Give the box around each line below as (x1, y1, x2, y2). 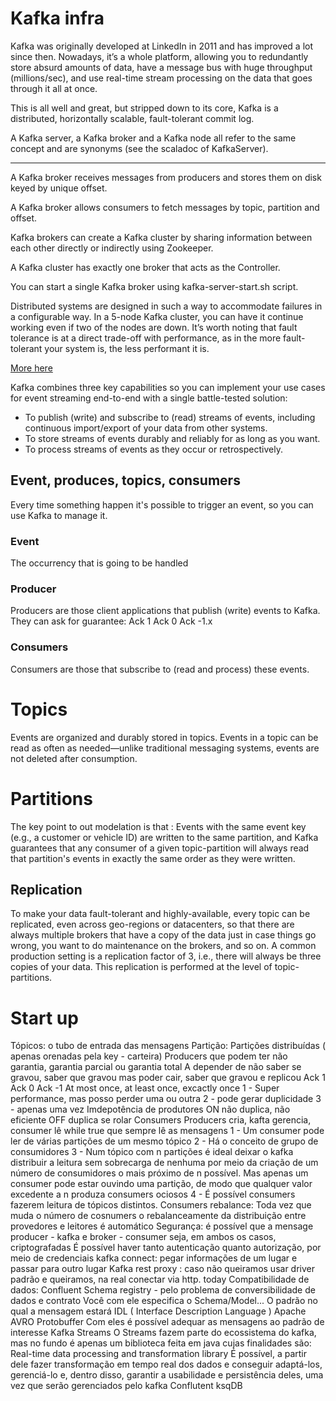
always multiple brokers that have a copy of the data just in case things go (10, 929, 317, 941)
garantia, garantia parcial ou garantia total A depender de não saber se (10, 1061, 302, 1073)
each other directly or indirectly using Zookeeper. (10, 242, 214, 254)
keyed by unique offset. (10, 182, 108, 194)
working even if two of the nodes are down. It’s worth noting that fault (10, 321, 298, 333)
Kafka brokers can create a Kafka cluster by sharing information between (10, 231, 313, 243)
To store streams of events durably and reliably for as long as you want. (24, 432, 321, 444)
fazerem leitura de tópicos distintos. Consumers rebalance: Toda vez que (10, 1199, 312, 1211)
